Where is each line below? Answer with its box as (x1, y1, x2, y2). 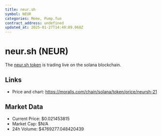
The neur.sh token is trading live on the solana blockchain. (5, 62, 121, 68)
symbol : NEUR (5, 12, 32, 16)
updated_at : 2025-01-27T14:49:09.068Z (5, 25, 83, 30)
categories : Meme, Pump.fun (5, 16, 62, 21)
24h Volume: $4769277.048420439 (12, 126, 84, 132)
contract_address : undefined (5, 20, 64, 26)
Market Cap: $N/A (12, 121, 49, 126)
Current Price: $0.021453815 (12, 116, 70, 121)
